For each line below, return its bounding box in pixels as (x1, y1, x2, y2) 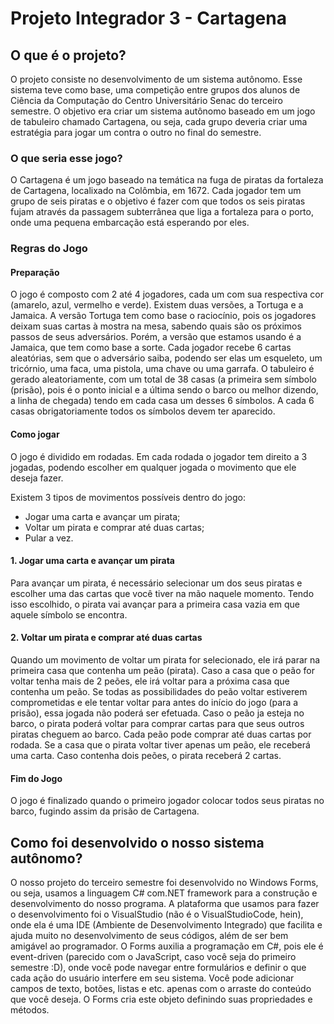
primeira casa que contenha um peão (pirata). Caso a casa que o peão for (10, 665, 315, 677)
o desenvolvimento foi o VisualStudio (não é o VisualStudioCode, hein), (10, 908, 304, 921)
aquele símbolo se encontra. (10, 608, 128, 621)
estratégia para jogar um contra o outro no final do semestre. (10, 127, 262, 138)
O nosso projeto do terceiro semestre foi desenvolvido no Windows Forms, (10, 877, 319, 889)
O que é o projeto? (10, 47, 127, 64)
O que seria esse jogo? (10, 151, 123, 165)
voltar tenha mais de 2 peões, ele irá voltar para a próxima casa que (10, 675, 290, 687)
